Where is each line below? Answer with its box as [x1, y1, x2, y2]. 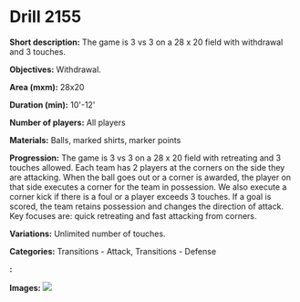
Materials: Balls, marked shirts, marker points [9, 134, 181, 145]
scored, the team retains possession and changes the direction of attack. [9, 201, 284, 212]
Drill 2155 [9, 6, 82, 27]
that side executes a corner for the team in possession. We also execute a [9, 181, 287, 193]
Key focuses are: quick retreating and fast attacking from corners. [9, 210, 257, 221]
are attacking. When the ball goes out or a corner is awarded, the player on [9, 172, 292, 182]
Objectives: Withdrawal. [9, 64, 102, 75]
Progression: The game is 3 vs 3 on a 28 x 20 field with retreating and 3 [9, 152, 282, 163]
